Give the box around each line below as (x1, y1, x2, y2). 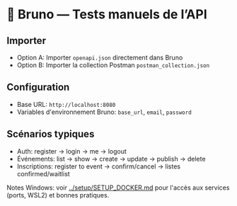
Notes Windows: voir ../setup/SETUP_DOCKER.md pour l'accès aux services (6, 183, 230, 192)
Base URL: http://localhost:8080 (16, 100, 116, 108)
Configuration (6, 81, 70, 93)
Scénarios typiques (6, 128, 95, 140)
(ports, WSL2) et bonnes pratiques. (6, 190, 110, 199)
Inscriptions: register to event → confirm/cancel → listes (16, 162, 181, 171)
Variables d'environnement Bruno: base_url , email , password (16, 108, 192, 116)
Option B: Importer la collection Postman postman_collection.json (16, 61, 210, 69)
